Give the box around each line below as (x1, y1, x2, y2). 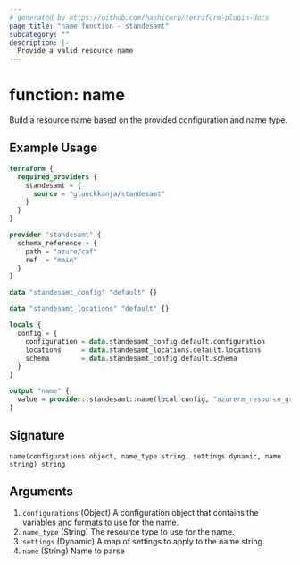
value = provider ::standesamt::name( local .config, (17, 395, 210, 404)
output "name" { (9, 387, 70, 396)
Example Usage (9, 141, 98, 156)
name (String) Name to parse (21, 545, 125, 556)
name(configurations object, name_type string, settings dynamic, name (9, 451, 281, 461)
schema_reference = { (17, 238, 98, 247)
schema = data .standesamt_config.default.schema (25, 354, 238, 363)
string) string (9, 459, 66, 468)
